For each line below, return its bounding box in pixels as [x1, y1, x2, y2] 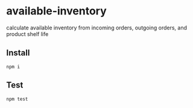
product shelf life [6, 30, 49, 37]
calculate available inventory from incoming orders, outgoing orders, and [6, 24, 188, 31]
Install [6, 48, 30, 58]
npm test [6, 96, 28, 102]
